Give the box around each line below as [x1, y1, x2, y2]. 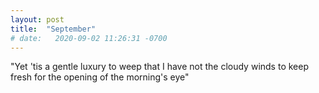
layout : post [10, 14, 65, 25]
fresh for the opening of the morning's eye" [10, 71, 190, 83]
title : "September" [10, 24, 97, 34]
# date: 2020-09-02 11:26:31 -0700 [10, 33, 168, 43]
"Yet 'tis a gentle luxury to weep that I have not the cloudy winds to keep [10, 61, 309, 73]
